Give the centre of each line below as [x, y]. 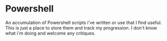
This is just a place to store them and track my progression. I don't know [81, 27]
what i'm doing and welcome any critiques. [51, 33]
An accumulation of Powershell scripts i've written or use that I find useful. [83, 22]
